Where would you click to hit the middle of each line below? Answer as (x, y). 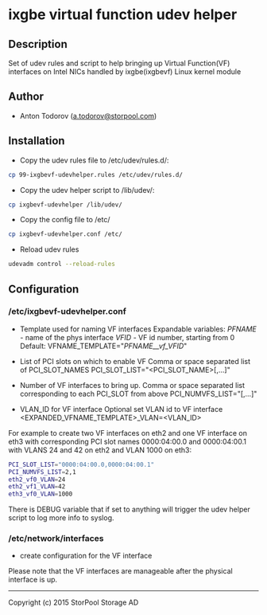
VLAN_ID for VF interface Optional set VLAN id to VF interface (121, 409)
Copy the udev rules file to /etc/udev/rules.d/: (94, 160)
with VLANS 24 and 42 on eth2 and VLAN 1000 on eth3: (100, 450)
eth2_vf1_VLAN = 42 (37, 487)
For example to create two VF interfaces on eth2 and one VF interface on (128, 433)
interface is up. (33, 580)
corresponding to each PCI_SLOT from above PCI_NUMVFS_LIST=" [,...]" (138, 394)
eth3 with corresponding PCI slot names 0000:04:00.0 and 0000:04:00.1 (127, 441)
